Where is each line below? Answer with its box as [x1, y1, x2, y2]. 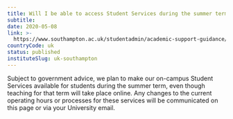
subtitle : [7, 17, 36, 24]
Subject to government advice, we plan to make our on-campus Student [7, 74, 214, 82]
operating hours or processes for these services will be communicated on [7, 96, 218, 104]
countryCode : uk [7, 42, 54, 49]
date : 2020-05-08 [7, 23, 58, 30]
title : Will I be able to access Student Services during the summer [7, 10, 213, 17]
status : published [7, 49, 60, 56]
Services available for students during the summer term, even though [7, 81, 206, 90]
